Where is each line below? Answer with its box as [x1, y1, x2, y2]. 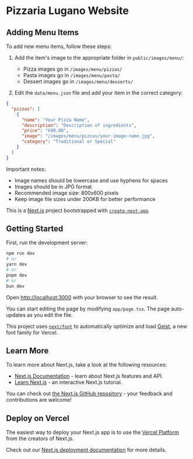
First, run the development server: [6, 239, 88, 246]
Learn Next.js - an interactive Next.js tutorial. [14, 379, 122, 386]
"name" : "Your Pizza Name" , [21, 117, 90, 123]
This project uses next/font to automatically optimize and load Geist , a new [6, 323, 188, 330]
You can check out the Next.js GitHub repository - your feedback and [6, 390, 173, 397]
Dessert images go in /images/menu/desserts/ [23, 78, 134, 85]
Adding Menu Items [6, 27, 79, 37]
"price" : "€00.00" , [21, 127, 69, 134]
